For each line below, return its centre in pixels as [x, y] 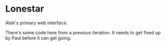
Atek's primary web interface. [37, 23]
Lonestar [25, 9]
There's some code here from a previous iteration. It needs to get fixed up [83, 32]
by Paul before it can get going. [38, 38]
